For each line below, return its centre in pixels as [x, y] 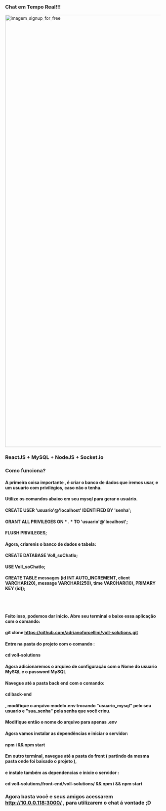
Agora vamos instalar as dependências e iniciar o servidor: [67, 733]
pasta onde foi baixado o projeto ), [41, 761]
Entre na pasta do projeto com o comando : [50, 644]
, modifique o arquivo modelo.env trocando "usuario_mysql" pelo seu [78, 705]
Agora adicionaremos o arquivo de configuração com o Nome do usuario [81, 667]
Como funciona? [25, 471]
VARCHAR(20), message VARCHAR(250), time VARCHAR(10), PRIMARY [80, 583]
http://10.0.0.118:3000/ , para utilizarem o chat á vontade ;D [78, 803]
